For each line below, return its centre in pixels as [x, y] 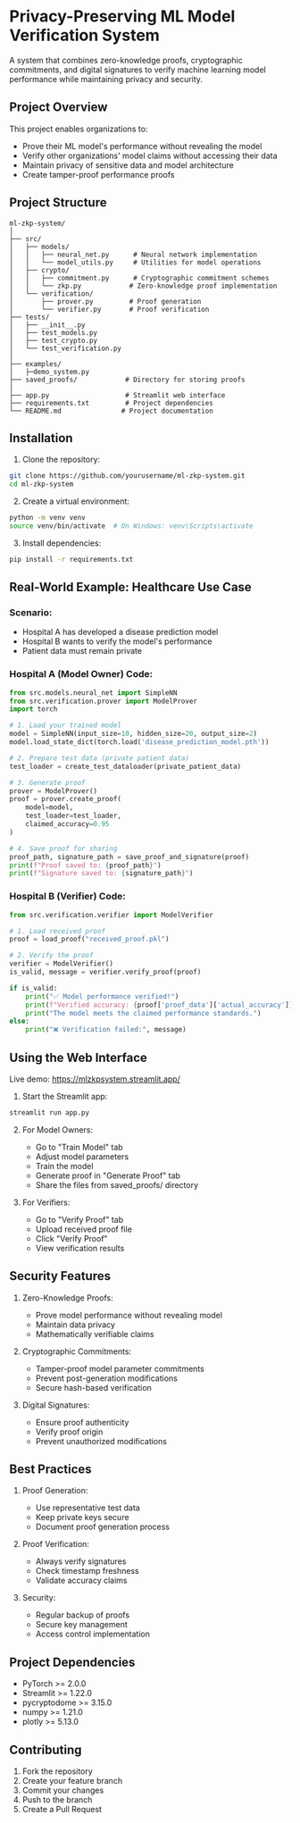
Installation [41, 438]
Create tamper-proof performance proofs [98, 174]
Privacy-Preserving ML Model [122, 17]
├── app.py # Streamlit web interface [117, 395]
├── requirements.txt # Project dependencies [112, 403]
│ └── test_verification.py [66, 348]
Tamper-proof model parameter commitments [120, 1368]
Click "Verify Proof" [72, 1238]
